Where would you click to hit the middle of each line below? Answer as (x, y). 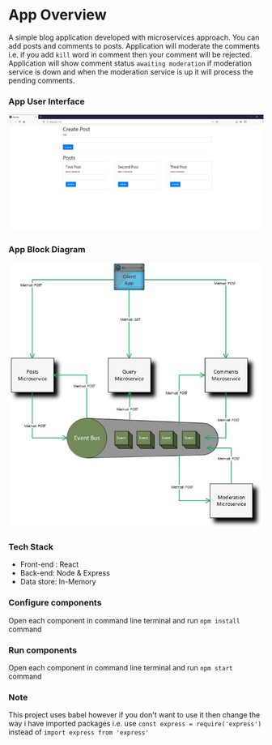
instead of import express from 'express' (79, 732)
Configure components (55, 603)
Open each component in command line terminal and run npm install (124, 620)
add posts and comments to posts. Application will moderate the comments (134, 45)
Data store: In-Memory (58, 582)
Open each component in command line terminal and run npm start (121, 668)
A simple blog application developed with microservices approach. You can (134, 37)
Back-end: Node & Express (65, 573)
